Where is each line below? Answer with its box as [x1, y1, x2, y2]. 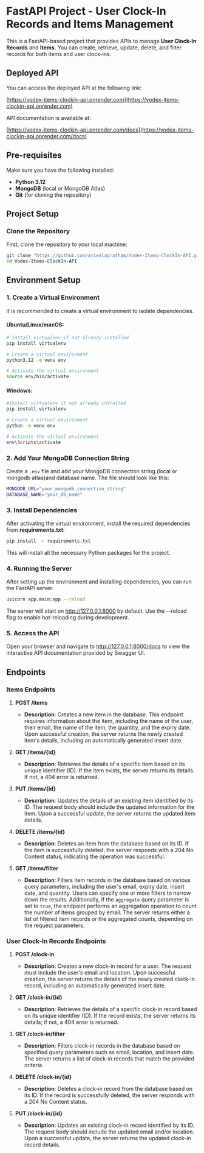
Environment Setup [6, 275, 81, 286]
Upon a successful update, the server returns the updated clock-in [24, 1135, 191, 1142]
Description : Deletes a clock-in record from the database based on [24, 1085, 193, 1093]
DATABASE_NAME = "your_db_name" [6, 492, 83, 498]
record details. [24, 1141, 61, 1149]
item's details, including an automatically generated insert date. [24, 736, 183, 744]
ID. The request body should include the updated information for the [24, 803, 195, 811]
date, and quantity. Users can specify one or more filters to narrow [24, 889, 191, 897]
